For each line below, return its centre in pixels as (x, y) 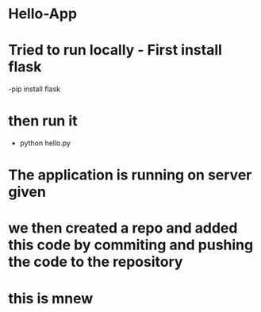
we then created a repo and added (123, 228)
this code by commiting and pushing (131, 245)
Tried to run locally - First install (115, 50)
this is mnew (51, 298)
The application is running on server (130, 175)
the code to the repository (96, 262)
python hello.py (45, 143)
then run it (43, 121)
